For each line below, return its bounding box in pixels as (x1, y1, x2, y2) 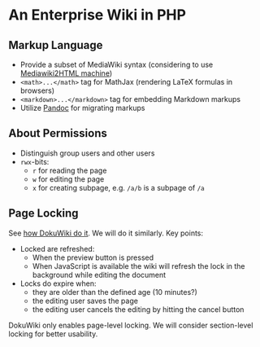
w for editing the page (32, 173, 105, 184)
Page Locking (8, 206, 79, 221)
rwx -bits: (19, 156, 50, 166)
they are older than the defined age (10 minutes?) (32, 287, 197, 296)
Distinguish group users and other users (19, 148, 155, 158)
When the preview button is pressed (32, 253, 154, 262)
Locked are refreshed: (19, 244, 95, 253)
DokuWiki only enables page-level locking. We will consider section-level (8, 320, 253, 330)
